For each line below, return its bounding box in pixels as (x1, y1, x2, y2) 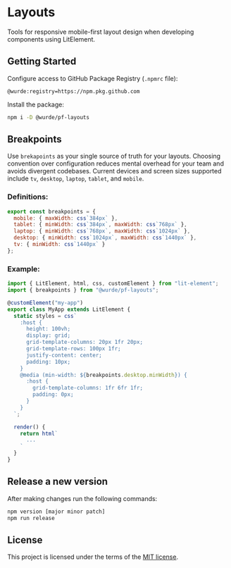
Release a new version (7, 476, 108, 488)
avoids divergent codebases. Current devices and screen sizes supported (7, 167, 222, 175)
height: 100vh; (25, 326, 71, 333)
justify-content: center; (25, 352, 102, 359)
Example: (7, 264, 40, 273)
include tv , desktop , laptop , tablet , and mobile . (7, 174, 144, 183)
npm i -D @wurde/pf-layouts (7, 113, 90, 121)
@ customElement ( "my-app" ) (7, 299, 83, 307)
